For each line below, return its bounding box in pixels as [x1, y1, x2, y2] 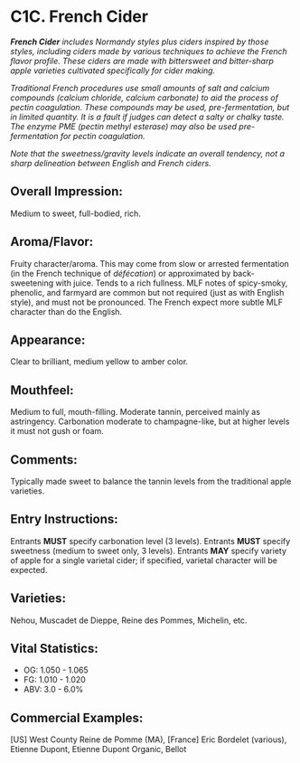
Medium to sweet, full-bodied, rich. [10, 208, 141, 219]
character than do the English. [10, 306, 123, 317]
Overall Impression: [10, 184, 123, 200]
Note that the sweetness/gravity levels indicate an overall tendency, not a [10, 147, 286, 159]
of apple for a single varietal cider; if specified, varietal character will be [10, 554, 278, 566]
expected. [10, 564, 48, 575]
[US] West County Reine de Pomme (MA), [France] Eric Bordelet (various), [10, 734, 287, 745]
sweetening [10, 278, 54, 288]
